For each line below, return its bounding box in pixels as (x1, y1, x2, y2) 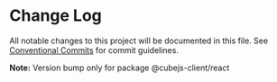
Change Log (9, 5, 102, 26)
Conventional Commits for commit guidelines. (9, 44, 179, 55)
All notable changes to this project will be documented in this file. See (9, 35, 269, 46)
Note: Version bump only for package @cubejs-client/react (9, 62, 230, 73)
